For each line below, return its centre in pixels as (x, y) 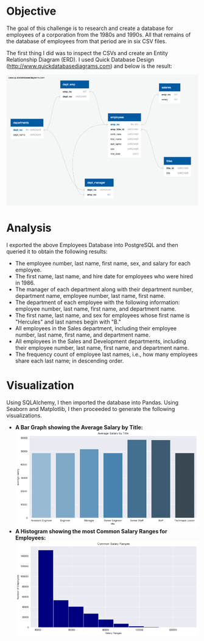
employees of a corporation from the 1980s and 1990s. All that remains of (98, 34)
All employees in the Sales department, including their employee (96, 328)
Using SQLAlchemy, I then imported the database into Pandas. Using (92, 402)
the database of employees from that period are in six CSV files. (87, 41)
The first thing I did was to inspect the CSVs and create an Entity (87, 53)
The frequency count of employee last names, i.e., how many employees (106, 354)
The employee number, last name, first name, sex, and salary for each (103, 264)
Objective (31, 11)
